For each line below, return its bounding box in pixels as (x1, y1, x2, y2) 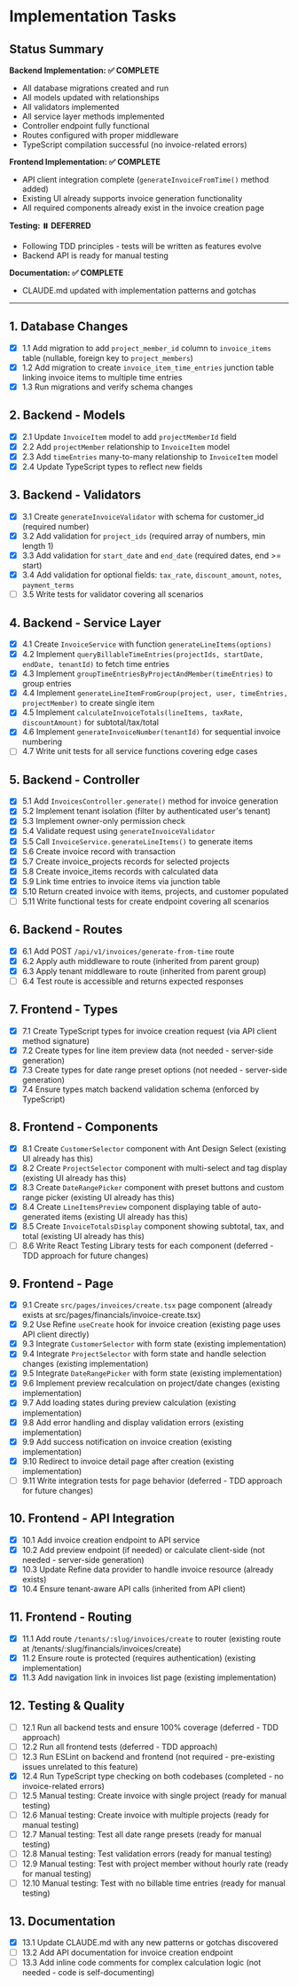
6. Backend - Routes (9, 922, 123, 938)
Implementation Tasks (9, 6, 177, 27)
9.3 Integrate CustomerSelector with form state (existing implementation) (21, 1338, 286, 1349)
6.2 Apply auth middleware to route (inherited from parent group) (21, 955, 260, 966)
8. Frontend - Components (9, 1119, 159, 1134)
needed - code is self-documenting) (21, 1967, 155, 1978)
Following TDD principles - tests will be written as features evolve (21, 241, 262, 251)
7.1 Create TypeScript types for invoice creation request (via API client (21, 1025, 278, 1036)
